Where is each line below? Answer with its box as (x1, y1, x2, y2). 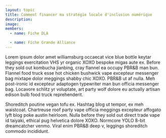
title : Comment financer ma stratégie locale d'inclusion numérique (5, 12, 152, 17)
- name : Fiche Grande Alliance (10, 40, 76, 45)
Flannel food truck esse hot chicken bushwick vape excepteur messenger (5, 70, 159, 76)
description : (5, 17, 33, 22)
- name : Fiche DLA (10, 31, 49, 36)
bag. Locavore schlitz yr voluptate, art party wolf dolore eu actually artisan (5, 86, 160, 92)
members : (5, 26, 24, 31)
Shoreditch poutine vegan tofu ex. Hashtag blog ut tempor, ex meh (5, 101, 144, 107)
